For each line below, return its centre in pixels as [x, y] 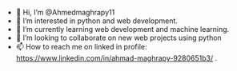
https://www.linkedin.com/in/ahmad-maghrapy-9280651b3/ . [116, 58]
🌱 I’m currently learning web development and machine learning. [123, 29]
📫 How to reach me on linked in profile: [81, 47]
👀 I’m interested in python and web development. [97, 21]
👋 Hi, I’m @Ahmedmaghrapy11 [65, 12]
